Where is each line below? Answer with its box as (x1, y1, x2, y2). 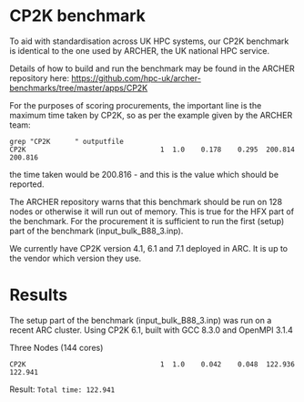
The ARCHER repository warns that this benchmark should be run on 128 (9, 196, 283, 207)
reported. (9, 179, 45, 190)
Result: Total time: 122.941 (9, 384, 116, 395)
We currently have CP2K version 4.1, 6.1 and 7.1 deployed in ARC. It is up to (9, 242, 289, 253)
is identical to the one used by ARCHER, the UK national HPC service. (9, 45, 270, 56)
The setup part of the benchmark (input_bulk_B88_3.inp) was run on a (9, 314, 272, 325)
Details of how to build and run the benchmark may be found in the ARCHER (9, 63, 295, 74)
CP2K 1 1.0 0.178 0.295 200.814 (9, 145, 296, 154)
